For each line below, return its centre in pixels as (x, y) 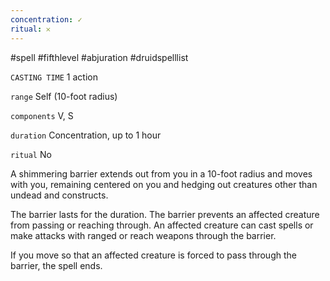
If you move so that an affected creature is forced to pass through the (153, 255)
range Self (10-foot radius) (64, 96)
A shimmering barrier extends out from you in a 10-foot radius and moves (161, 173)
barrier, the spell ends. (56, 265)
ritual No (31, 154)
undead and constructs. (59, 195)
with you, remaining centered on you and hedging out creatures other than (164, 184)
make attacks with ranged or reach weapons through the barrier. (143, 235)
